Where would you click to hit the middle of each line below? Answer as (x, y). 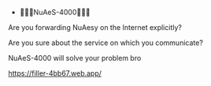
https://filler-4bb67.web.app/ (55, 73)
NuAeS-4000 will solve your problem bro (75, 58)
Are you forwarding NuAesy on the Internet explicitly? (95, 27)
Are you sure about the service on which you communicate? (105, 43)
